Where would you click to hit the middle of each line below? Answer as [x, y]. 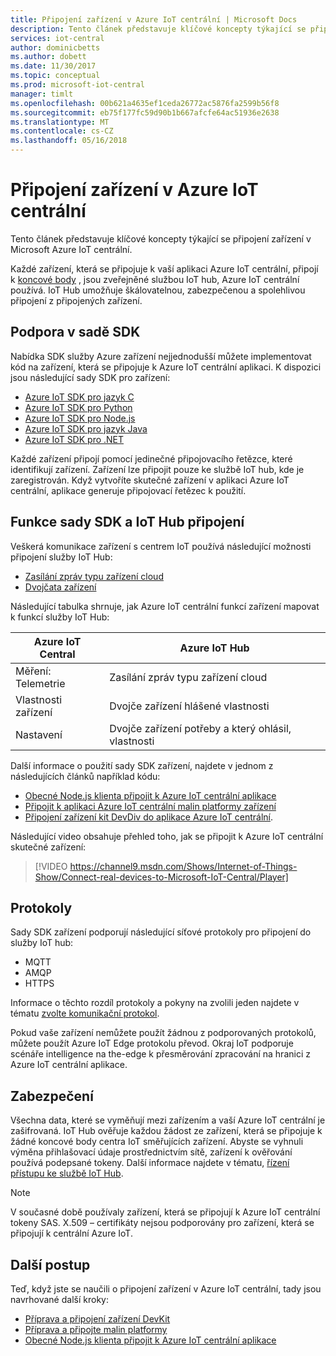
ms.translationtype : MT [60, 122]
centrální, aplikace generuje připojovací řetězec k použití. [128, 490]
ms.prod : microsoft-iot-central [77, 85]
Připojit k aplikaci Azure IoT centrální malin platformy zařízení [150, 806]
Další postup [50, 1264]
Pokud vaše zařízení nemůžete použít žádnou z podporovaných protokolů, [163, 1033]
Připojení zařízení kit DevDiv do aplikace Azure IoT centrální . [149, 817]
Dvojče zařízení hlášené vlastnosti [189, 706]
